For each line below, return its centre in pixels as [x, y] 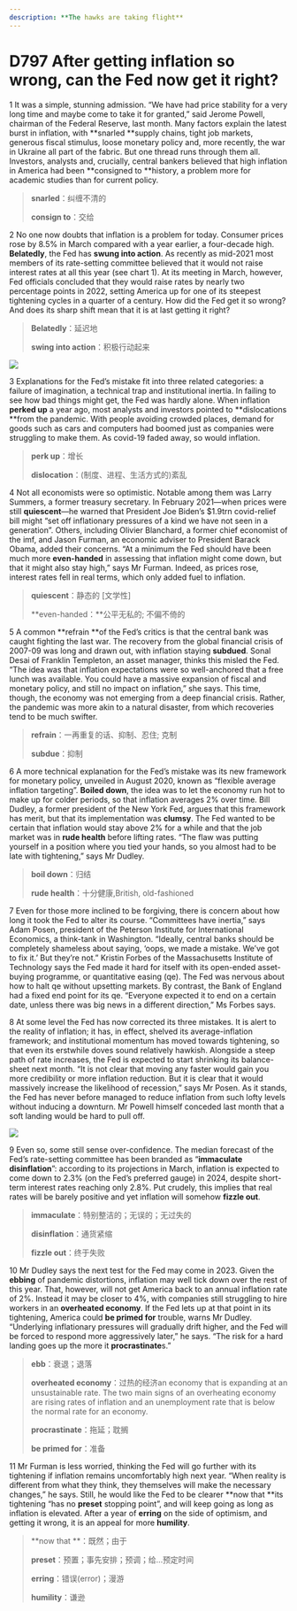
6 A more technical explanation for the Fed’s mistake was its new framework [148, 771]
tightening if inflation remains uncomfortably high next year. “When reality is [148, 1476]
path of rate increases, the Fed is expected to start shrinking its [125, 1060]
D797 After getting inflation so [122, 61]
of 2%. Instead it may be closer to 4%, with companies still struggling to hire [148, 1299]
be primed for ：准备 [68, 1448]
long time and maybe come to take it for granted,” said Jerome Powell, [137, 114]
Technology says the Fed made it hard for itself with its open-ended [133, 967]
